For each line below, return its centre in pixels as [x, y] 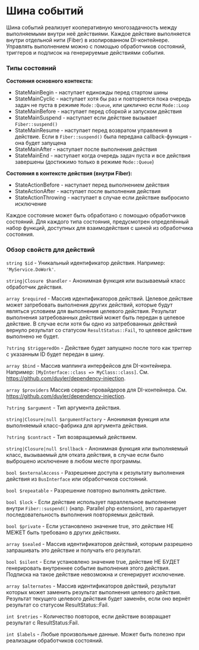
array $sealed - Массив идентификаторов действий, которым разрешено [99, 544]
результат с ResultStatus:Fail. [43, 623]
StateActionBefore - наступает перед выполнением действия [92, 185]
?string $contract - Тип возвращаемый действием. [72, 437]
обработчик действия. [34, 287]
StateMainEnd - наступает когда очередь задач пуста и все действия [102, 156]
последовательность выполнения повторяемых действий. [80, 515]
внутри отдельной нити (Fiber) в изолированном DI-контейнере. [88, 40]
